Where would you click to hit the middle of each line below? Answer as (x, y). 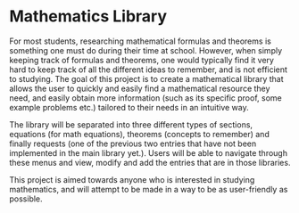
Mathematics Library (88, 16)
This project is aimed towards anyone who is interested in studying (132, 179)
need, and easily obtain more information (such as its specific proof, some (146, 98)
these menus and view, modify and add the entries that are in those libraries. (150, 162)
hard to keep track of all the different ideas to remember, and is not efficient (149, 70)
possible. (26, 199)
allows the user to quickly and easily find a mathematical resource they (140, 88)
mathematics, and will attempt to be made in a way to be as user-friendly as (149, 189)
